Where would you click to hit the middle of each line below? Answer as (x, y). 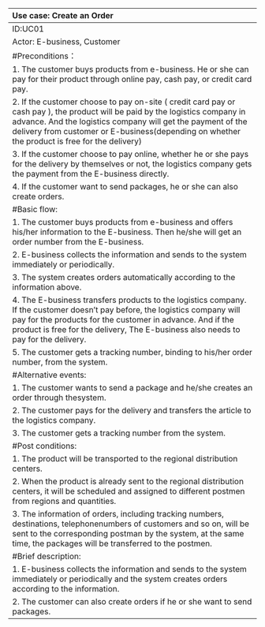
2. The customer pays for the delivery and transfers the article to (132, 411)
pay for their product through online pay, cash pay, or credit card (132, 79)
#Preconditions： (44, 56)
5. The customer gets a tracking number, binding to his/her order (132, 352)
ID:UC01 (28, 29)
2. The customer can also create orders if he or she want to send (132, 601)
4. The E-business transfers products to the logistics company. (129, 300)
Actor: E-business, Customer (66, 41)
